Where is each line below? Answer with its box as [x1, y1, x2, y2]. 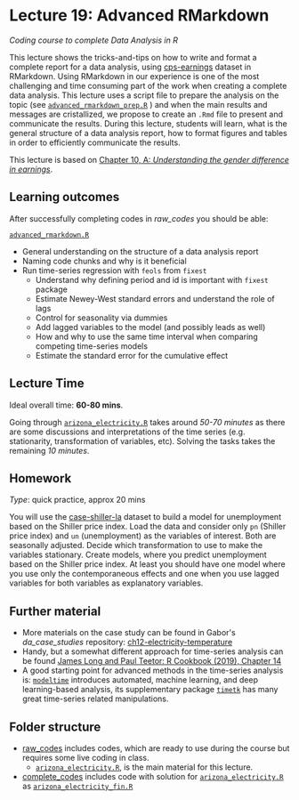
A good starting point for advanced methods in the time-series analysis [21, 665, 284, 676]
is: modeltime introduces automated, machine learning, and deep [21, 675, 259, 685]
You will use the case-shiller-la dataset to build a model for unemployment [9, 512, 282, 522]
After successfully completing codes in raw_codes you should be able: [9, 213, 269, 223]
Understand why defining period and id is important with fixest [35, 274, 269, 285]
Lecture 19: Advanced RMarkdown [9, 5, 270, 26]
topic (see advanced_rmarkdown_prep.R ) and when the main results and [9, 99, 268, 109]
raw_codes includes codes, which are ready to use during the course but [21, 743, 290, 753]
